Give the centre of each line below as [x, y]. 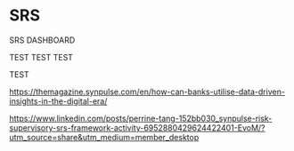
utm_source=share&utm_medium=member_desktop [104, 137]
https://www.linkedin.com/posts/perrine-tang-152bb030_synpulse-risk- [141, 118]
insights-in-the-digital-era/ [58, 101]
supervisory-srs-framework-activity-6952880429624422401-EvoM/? [137, 127]
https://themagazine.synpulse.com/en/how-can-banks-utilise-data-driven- [147, 91]
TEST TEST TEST [41, 57]
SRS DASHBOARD [42, 40]
